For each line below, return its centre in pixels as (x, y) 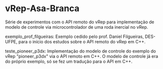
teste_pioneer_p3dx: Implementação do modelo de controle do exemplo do (81, 51)
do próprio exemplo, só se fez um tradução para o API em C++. (69, 61)
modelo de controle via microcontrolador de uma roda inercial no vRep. (77, 27)
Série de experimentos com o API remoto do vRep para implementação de (80, 22)
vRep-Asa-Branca (42, 9)
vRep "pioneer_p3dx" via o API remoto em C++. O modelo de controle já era (82, 56)
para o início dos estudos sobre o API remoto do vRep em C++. (82, 41)
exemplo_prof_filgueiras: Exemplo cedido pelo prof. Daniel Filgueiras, (74, 36)
